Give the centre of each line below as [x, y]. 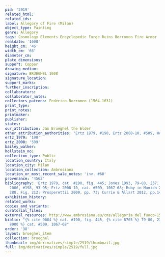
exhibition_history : [26, 197]
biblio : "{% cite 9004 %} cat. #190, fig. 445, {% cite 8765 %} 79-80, [80, 220]
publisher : [16, 119]
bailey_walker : [21, 147]
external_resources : [26, 215]
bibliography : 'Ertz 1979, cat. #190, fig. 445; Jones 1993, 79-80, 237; [82, 183]
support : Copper [22, 64]
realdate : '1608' [23, 42]
